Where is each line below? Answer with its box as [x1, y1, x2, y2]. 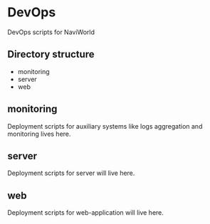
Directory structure [7, 48, 95, 60]
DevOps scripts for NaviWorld [7, 28, 95, 36]
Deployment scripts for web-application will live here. [7, 208, 164, 217]
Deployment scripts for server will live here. [7, 169, 135, 178]
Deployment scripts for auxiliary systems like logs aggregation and [7, 122, 203, 130]
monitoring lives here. [7, 129, 71, 138]
